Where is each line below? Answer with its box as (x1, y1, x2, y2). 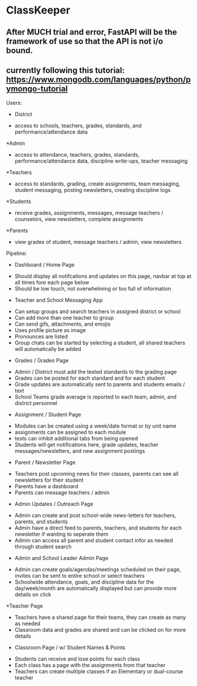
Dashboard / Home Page (14, 261, 75, 269)
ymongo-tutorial (6, 84, 68, 94)
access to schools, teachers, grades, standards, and (14, 122, 142, 130)
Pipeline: (6, 250, 28, 257)
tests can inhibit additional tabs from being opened (14, 435, 138, 442)
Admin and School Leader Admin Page (14, 555, 109, 562)
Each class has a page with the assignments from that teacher (14, 662, 166, 669)
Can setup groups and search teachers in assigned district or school (14, 308, 181, 315)
